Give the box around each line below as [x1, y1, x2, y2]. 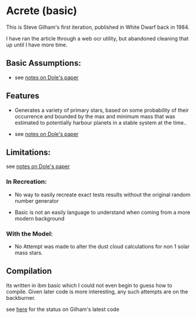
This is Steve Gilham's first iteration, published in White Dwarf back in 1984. [6, 24, 190, 31]
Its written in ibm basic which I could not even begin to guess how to [6, 282, 172, 289]
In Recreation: [6, 178, 47, 186]
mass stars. [14, 249, 43, 256]
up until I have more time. [6, 41, 68, 48]
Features [6, 91, 39, 101]
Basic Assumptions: [6, 58, 81, 68]
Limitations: [6, 147, 51, 157]
